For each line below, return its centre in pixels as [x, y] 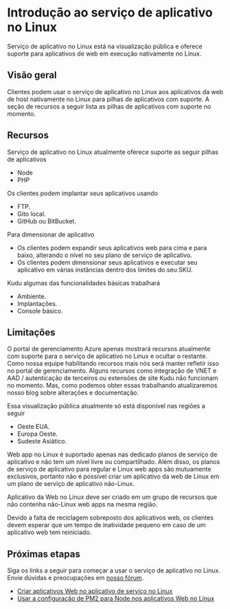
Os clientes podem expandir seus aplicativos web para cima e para [112, 247]
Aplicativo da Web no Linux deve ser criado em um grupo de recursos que [112, 497]
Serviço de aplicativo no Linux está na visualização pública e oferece [105, 46]
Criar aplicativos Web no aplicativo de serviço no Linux [95, 591]
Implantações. [37, 303]
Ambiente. [32, 296]
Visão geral [32, 75]
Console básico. [40, 311]
